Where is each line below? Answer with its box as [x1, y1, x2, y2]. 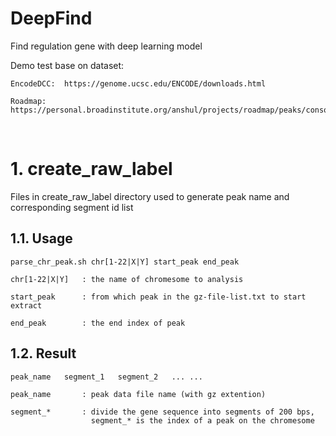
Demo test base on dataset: [10, 59, 125, 71]
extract [10, 300, 43, 311]
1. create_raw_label [10, 158, 173, 181]
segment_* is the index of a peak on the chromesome [90, 415, 315, 426]
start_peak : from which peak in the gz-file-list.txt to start [10, 292, 307, 302]
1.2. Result [10, 345, 77, 362]
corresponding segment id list [10, 201, 134, 213]
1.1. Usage [10, 230, 73, 247]
